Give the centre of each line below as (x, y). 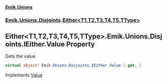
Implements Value (24, 75)
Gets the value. (21, 56)
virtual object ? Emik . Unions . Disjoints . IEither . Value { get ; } (73, 65)
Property (80, 44)
